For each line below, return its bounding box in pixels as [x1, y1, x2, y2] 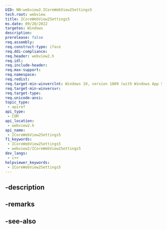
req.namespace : [5, 72, 37, 77]
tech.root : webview [5, 12, 46, 17]
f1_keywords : [5, 137, 32, 142]
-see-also [5, 217, 36, 226]
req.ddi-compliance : [5, 49, 48, 54]
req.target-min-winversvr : [5, 86, 61, 91]
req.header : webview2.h [5, 53, 55, 59]
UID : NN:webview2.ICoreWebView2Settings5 [5, 7, 92, 12]
